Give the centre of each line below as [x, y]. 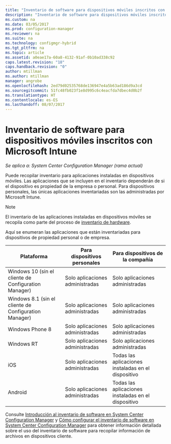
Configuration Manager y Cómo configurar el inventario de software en [80, 420]
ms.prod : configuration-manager [39, 29]
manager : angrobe [24, 81]
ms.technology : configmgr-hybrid [41, 43]
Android [17, 393]
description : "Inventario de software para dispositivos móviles [76, 15]
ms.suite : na [19, 39]
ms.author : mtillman [27, 76]
